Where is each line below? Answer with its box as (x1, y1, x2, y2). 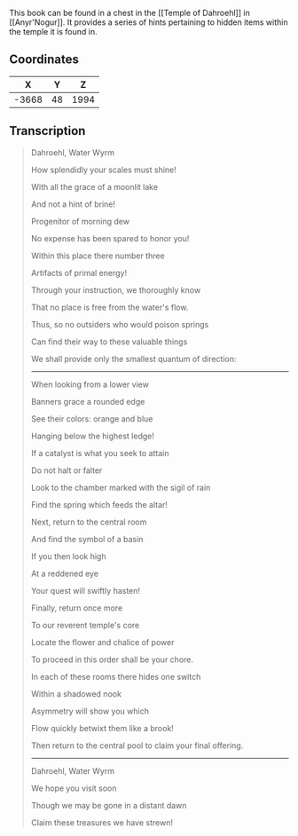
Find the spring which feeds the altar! (30, 499, 169, 509)
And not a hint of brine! (30, 199, 116, 209)
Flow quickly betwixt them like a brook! (30, 722, 175, 733)
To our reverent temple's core (30, 619, 140, 630)
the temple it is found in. (9, 27, 98, 36)
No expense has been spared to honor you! (30, 233, 190, 243)
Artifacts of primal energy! (30, 267, 127, 278)
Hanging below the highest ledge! (30, 430, 155, 441)
